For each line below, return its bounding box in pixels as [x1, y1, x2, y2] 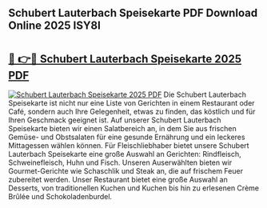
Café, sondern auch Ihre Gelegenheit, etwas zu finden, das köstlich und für [8, 107, 256, 116]
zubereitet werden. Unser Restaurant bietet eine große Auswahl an [8, 175, 228, 184]
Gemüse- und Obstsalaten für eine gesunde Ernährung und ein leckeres [8, 132, 245, 142]
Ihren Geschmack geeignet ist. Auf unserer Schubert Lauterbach [8, 115, 221, 125]
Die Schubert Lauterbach [163, 90, 246, 99]
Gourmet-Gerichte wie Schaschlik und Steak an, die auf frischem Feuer [8, 166, 244, 175]
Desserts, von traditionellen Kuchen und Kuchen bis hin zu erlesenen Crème [8, 183, 260, 193]
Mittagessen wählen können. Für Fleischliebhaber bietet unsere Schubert [8, 141, 249, 150]
